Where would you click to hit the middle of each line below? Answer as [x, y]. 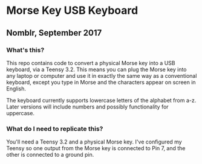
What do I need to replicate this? [55, 128]
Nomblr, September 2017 [54, 33]
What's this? [25, 50]
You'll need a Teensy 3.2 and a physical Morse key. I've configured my [94, 142]
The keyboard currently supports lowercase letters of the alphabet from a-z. [101, 100]
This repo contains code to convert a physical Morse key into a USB [91, 63]
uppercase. [21, 113]
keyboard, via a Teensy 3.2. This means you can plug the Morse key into [96, 69]
